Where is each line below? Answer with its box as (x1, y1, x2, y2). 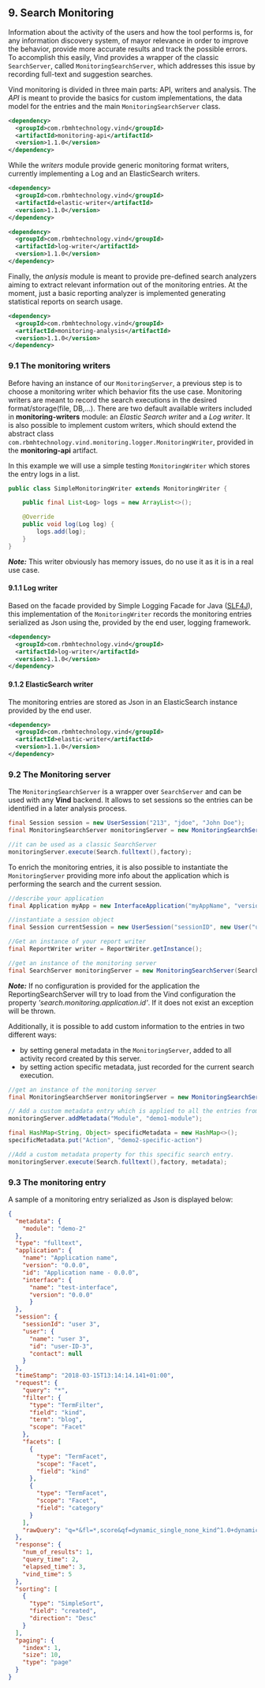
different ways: (8, 1030, 57, 1039)
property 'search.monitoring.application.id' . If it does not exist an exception (8, 997, 254, 1007)
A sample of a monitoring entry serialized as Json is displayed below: (8, 1194, 233, 1204)
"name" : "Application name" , (22, 1254, 118, 1262)
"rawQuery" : (22, 1526, 62, 1534)
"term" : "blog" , (28, 1416, 83, 1424)
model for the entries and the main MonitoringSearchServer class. (8, 101, 221, 111)
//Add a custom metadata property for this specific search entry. (8, 1150, 235, 1158)
